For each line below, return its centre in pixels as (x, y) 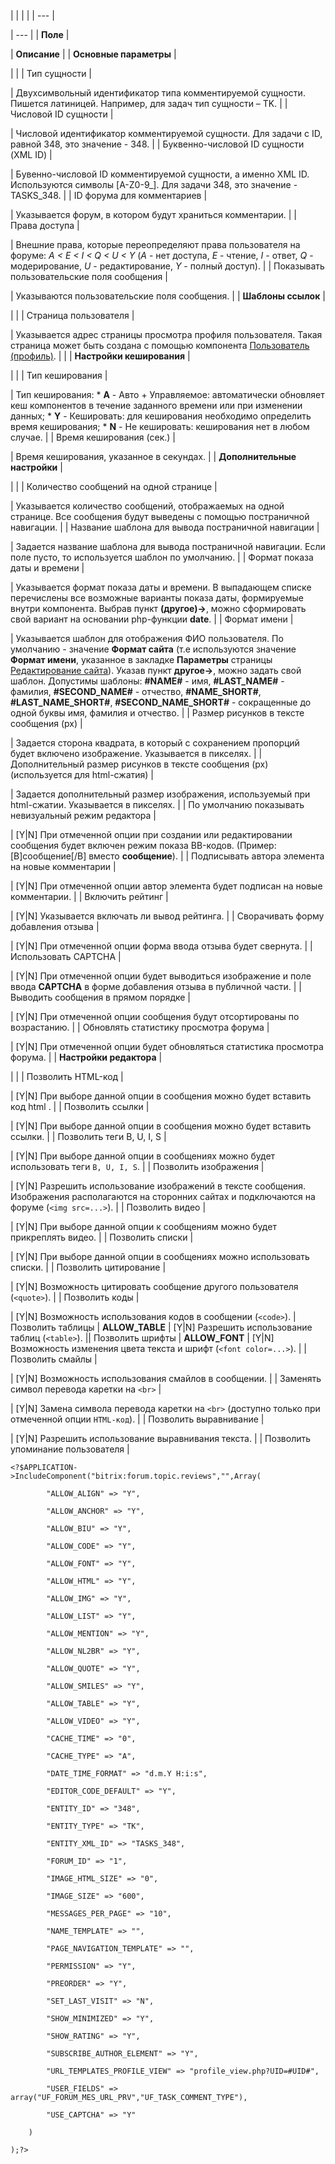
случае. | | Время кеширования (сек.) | (93, 437)
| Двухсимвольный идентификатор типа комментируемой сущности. (158, 93)
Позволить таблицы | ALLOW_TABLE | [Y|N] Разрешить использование (161, 1327)
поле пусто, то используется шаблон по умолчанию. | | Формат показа (162, 557)
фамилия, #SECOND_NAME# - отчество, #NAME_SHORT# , (136, 691)
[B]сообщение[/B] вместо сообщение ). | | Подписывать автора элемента (167, 856)
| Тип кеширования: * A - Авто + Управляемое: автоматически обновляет (167, 394)
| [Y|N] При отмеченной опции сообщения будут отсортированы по (155, 1016)
